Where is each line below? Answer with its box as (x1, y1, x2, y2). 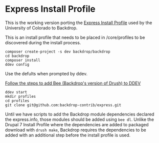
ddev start (5, 89, 27, 94)
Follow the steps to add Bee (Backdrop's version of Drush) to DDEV (5, 80, 141, 86)
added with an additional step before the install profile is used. (5, 132, 131, 138)
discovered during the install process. (5, 39, 81, 45)
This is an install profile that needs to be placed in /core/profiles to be (5, 34, 145, 40)
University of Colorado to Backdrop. (5, 25, 78, 30)
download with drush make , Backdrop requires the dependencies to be (5, 127, 146, 133)
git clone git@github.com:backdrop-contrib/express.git (5, 102, 121, 108)
